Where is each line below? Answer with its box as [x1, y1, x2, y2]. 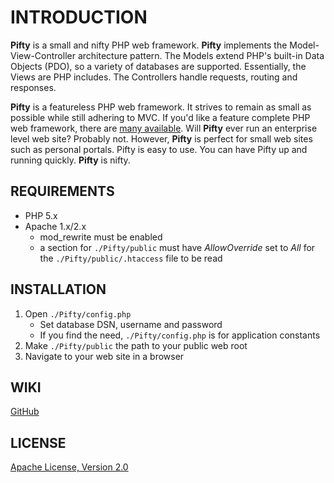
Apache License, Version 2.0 [10, 461, 129, 473]
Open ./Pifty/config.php [24, 307, 132, 320]
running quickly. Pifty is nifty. [10, 154, 131, 166]
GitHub [10, 406, 40, 418]
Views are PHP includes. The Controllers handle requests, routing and [10, 71, 298, 83]
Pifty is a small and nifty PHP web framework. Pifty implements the [10, 39, 288, 51]
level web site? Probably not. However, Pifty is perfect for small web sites [10, 132, 313, 145]
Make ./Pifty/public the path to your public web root [24, 339, 248, 351]
